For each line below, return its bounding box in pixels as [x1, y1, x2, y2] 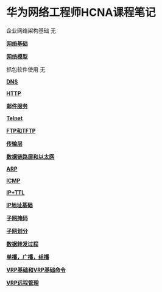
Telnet [6, 114, 23, 122]
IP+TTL [6, 188, 25, 196]
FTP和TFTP [6, 127, 36, 134]
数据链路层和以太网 [6, 153, 55, 160]
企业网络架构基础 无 [6, 27, 56, 34]
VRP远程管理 [6, 279, 39, 287]
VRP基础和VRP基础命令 [6, 266, 66, 273]
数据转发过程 [6, 240, 38, 247]
